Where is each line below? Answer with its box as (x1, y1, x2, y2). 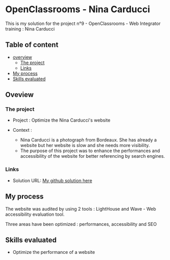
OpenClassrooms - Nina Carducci (5, 4, 150, 15)
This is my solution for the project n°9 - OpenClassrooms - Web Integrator (5, 20, 161, 26)
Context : (12, 127, 32, 133)
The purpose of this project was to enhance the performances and (20, 148, 160, 154)
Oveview (5, 91, 34, 99)
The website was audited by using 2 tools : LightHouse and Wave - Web (5, 206, 156, 212)
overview (12, 54, 32, 60)
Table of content (5, 41, 59, 49)
